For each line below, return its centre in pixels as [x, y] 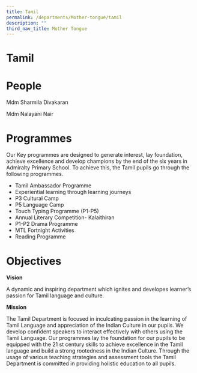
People [24, 86]
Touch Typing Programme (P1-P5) [57, 211]
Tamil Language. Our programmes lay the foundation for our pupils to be [96, 338]
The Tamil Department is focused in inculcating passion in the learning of [97, 319]
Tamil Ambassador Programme [53, 186]
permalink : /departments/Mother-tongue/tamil [64, 17]
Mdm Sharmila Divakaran [37, 102]
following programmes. [35, 174]
